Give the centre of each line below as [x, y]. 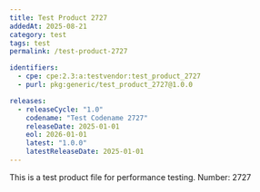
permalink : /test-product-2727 [69, 52]
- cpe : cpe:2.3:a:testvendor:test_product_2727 [110, 77]
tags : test [30, 43]
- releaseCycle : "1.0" [60, 110]
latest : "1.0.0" [57, 143]
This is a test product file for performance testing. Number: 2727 [130, 177]
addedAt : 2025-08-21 [49, 26]
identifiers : [34, 68]
